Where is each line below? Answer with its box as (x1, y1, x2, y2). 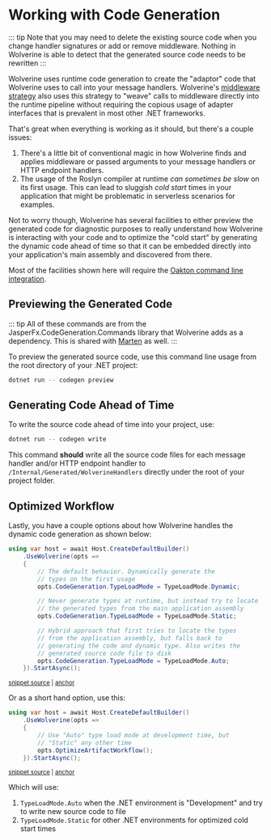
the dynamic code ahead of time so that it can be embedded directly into (8, 241, 252, 251)
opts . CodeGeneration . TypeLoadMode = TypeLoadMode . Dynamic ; (37, 582, 241, 591)
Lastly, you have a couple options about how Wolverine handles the (8, 521, 233, 530)
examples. (19, 200, 55, 209)
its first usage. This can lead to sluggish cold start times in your (19, 182, 232, 192)
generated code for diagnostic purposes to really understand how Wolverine (8, 224, 264, 234)
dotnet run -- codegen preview (8, 376, 114, 384)
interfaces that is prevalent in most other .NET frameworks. (8, 108, 205, 118)
